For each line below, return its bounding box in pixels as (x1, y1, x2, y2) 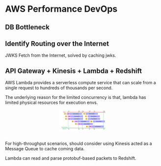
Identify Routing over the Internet (5, 39, 109, 47)
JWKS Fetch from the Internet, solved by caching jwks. (5, 52, 116, 58)
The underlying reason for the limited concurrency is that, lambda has (5, 95, 146, 100)
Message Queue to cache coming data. (5, 146, 85, 152)
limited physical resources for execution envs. (5, 99, 98, 106)
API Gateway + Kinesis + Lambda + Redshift (5, 67, 142, 75)
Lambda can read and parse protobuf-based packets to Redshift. (5, 155, 136, 161)
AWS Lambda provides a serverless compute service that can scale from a (5, 80, 156, 86)
